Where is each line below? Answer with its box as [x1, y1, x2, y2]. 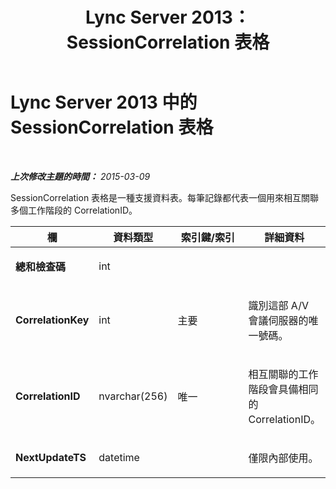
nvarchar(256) [98, 389, 168, 403]
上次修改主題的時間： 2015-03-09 [10, 170, 151, 182]
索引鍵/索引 [180, 230, 236, 244]
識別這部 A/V [248, 298, 309, 312]
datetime [98, 450, 140, 464]
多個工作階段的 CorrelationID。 [10, 204, 138, 216]
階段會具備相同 [248, 382, 319, 396]
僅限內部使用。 [248, 451, 319, 465]
